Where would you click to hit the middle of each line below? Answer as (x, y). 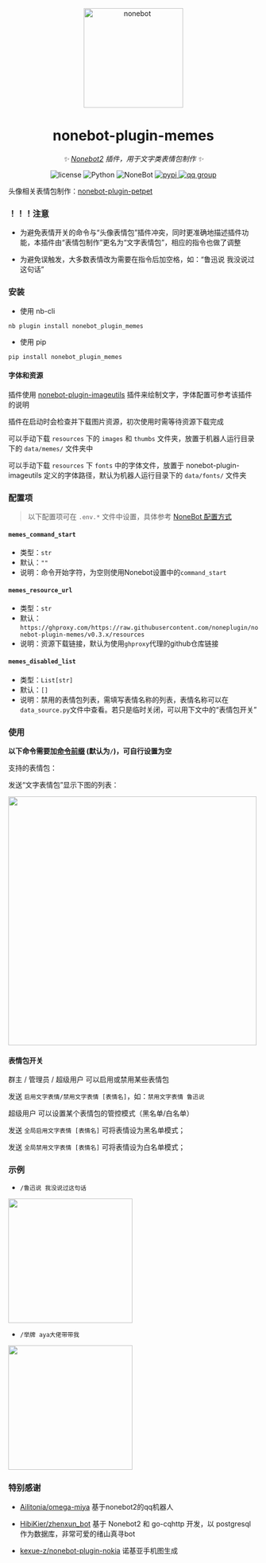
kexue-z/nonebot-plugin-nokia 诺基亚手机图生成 (99, 1550)
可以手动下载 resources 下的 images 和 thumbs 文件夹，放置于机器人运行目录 (131, 438)
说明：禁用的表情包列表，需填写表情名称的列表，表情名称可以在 (124, 699)
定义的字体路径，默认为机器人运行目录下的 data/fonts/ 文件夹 (145, 475)
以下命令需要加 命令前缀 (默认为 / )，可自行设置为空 (90, 751)
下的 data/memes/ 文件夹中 (51, 448)
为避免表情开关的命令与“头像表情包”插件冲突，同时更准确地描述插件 (131, 232)
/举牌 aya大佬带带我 (49, 1335)
